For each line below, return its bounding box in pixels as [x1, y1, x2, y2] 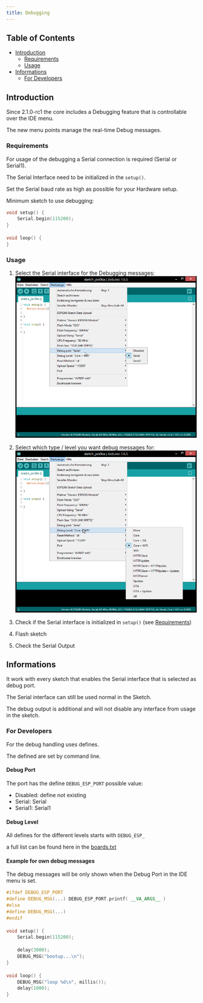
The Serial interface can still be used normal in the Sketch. [6, 694, 152, 701]
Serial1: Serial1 [14, 804, 51, 811]
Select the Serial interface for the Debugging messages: [14, 269, 155, 277]
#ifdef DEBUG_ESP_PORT [6, 890, 63, 896]
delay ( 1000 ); [17, 985, 50, 991]
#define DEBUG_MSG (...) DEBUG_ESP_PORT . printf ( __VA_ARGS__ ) [6, 896, 166, 902]
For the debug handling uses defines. [6, 740, 100, 748]
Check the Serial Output [14, 642, 76, 649]
